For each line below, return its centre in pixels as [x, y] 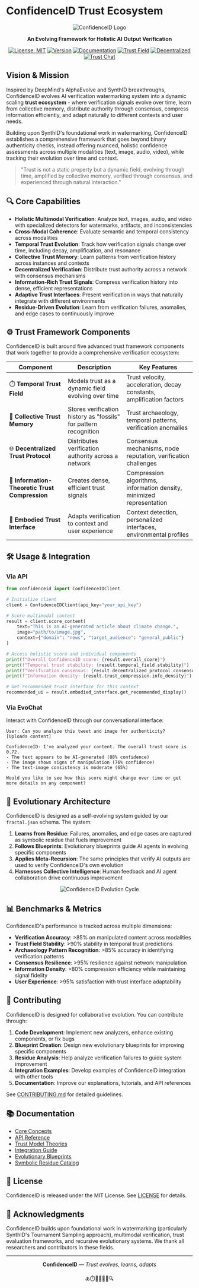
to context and [88, 524]
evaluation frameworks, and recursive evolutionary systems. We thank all [95, 1241]
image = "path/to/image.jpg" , [51, 632]
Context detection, [152, 512]
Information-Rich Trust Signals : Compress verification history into [96, 282]
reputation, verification [158, 456]
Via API [17, 576]
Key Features [158, 368]
